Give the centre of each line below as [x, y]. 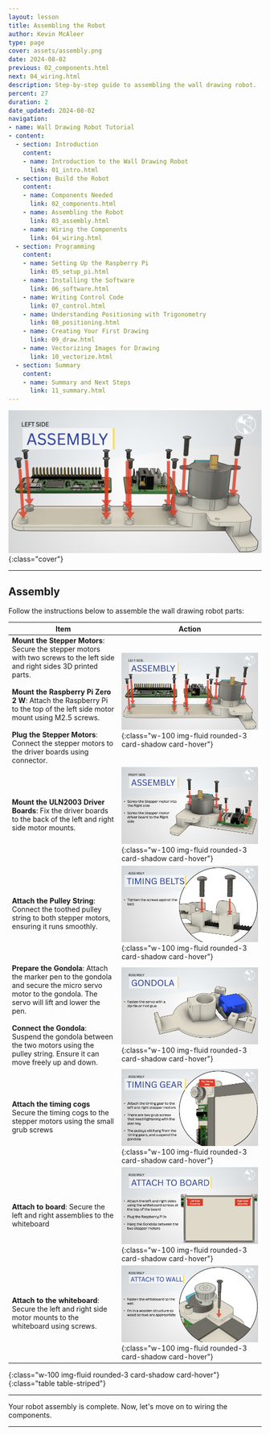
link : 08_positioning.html [75, 323]
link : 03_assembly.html [70, 221]
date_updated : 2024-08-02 [51, 110]
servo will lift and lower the [56, 1002]
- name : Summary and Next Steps [77, 383]
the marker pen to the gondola [62, 976]
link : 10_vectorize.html [71, 357]
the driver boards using [50, 752]
